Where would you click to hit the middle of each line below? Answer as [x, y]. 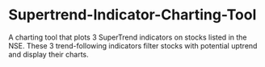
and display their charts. [48, 54]
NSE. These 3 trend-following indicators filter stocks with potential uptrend [133, 45]
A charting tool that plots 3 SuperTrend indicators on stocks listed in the [128, 37]
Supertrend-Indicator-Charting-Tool [132, 15]
